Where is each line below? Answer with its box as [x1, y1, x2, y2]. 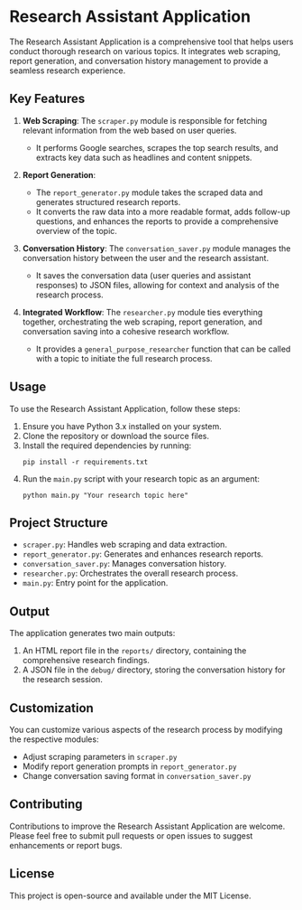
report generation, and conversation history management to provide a [9, 55, 269, 66]
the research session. [22, 674, 104, 685]
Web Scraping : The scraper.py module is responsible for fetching [22, 115, 268, 126]
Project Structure [9, 515, 108, 530]
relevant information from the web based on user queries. [22, 125, 237, 136]
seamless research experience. [9, 65, 126, 76]
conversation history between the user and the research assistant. [22, 252, 269, 263]
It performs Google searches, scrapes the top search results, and [35, 142, 279, 153]
